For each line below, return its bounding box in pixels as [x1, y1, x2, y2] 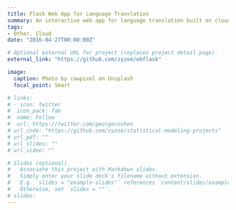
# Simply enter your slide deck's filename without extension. [7, 173, 202, 180]
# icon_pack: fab [7, 107, 61, 115]
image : [7, 68, 27, 75]
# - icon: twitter [7, 101, 61, 108]
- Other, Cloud [7, 30, 52, 37]
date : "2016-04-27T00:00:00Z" [7, 37, 96, 44]
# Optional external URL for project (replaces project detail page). [7, 49, 218, 56]
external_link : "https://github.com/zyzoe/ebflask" [7, 56, 162, 63]
